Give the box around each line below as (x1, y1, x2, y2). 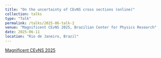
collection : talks (5, 12, 42, 16)
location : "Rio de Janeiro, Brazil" (5, 34, 79, 39)
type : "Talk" (5, 16, 31, 21)
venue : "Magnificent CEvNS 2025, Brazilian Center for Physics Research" (5, 25, 157, 30)
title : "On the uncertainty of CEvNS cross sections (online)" (5, 7, 135, 12)
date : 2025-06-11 (5, 29, 40, 34)
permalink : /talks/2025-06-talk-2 (5, 20, 75, 26)
